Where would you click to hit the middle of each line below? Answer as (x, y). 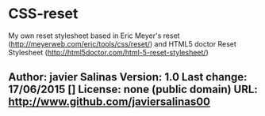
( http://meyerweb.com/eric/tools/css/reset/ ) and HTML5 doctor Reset (122, 43)
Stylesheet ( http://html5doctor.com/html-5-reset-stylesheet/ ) (108, 52)
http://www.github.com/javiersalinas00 (109, 102)
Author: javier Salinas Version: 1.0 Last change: (128, 77)
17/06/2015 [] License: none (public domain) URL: (133, 90)
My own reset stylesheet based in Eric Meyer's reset (94, 36)
